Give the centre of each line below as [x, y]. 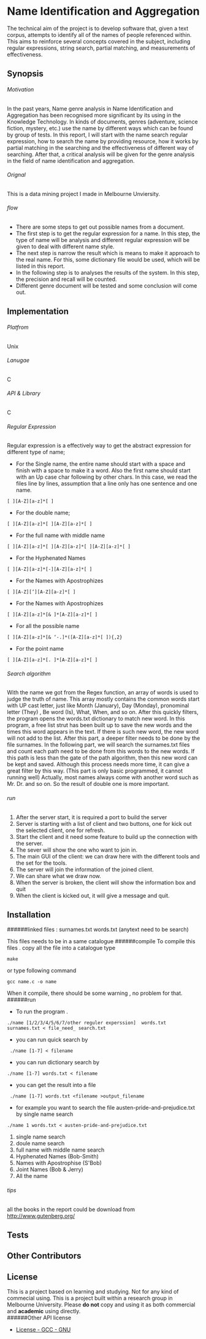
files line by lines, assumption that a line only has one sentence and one [107, 484]
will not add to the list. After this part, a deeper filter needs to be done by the [104, 738]
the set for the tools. [41, 863]
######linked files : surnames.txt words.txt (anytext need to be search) [98, 930]
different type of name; [36, 452]
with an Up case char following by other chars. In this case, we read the [106, 477]
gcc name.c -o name [32, 982]
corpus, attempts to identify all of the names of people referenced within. [99, 34]
